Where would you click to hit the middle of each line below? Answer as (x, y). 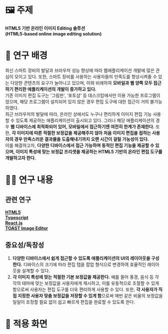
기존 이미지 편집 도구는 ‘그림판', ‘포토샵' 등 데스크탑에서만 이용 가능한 (72, 95)
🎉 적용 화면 (26, 324)
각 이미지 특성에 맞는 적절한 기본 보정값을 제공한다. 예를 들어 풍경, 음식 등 (83, 277)
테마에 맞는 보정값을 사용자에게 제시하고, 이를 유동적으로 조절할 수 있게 (90, 283)
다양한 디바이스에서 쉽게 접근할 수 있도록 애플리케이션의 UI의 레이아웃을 (81, 258)
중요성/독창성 (25, 245)
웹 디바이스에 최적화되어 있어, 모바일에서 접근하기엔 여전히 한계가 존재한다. (82, 126)
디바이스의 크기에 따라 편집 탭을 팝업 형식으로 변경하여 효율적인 (85, 264)
